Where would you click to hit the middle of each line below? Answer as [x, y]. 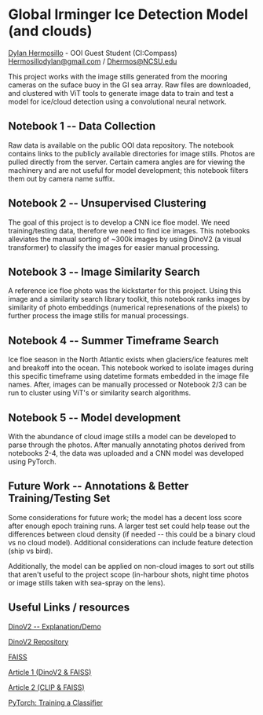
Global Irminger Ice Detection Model [128, 15]
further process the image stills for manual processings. [99, 316]
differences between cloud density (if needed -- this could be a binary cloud [132, 534]
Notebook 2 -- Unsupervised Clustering [107, 203]
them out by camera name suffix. [62, 178]
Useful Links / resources [69, 608]
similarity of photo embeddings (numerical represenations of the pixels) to [128, 307]
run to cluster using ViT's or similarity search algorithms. [99, 393]
